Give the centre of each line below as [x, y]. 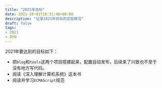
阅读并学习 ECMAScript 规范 [38, 80]
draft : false [18, 23]
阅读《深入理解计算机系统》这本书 [47, 74]
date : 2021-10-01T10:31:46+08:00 [39, 14]
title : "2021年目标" [25, 10]
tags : [11, 28]
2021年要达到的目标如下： [31, 51]
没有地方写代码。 [29, 68]
